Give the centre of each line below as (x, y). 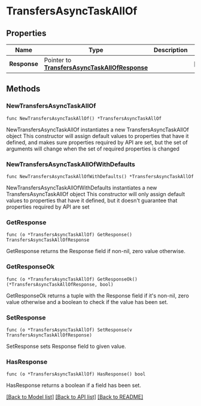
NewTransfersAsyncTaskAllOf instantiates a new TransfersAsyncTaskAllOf (98, 130)
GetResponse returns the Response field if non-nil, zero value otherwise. (96, 251)
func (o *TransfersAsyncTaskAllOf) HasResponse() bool (76, 374)
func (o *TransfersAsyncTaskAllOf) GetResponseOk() (72, 279)
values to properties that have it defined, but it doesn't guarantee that (92, 200)
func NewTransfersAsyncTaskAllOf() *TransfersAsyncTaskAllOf (84, 118)
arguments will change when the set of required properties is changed (93, 149)
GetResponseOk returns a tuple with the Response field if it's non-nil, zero (98, 296)
